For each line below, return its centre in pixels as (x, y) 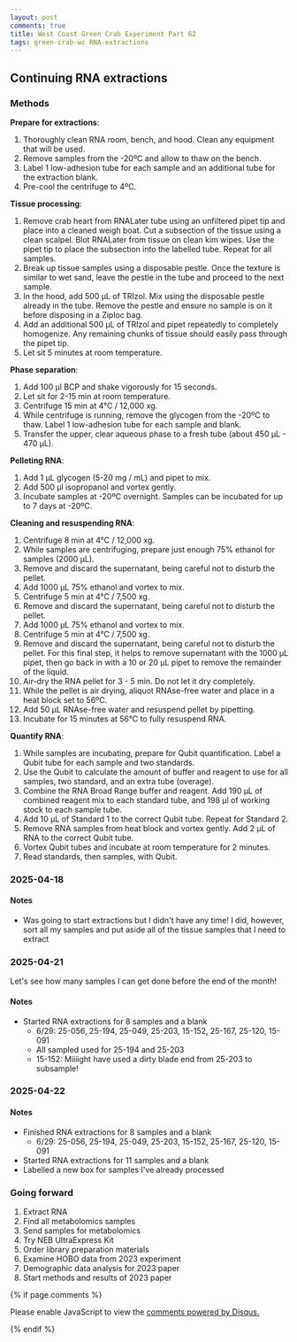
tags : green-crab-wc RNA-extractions (80, 42)
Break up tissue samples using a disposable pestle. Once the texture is (152, 267)
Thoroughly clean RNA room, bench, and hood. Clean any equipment (148, 139)
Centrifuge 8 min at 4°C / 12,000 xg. (89, 540)
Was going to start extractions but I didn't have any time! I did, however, (153, 921)
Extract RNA (45, 1211)
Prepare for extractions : (55, 122)
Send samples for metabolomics (81, 1230)
